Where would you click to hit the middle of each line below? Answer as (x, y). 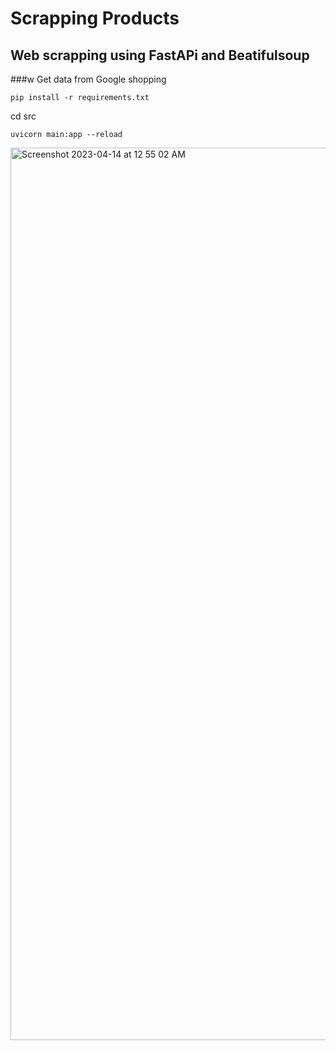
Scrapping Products (95, 18)
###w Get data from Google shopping (88, 79)
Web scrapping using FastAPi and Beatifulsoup (160, 55)
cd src (23, 116)
